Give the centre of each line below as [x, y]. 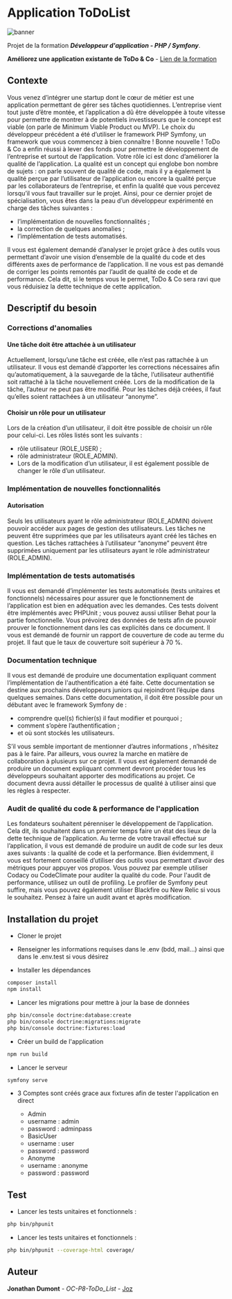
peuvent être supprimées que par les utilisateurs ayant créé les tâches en [112, 535]
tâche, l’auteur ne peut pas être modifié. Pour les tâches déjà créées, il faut [114, 389]
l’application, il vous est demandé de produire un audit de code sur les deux [115, 846]
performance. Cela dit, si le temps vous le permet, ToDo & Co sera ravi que [114, 279]
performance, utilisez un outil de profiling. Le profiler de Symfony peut [107, 883]
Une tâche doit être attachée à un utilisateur [72, 344]
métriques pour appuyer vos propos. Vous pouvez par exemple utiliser [108, 868]
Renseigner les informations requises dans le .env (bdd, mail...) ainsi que [121, 949]
